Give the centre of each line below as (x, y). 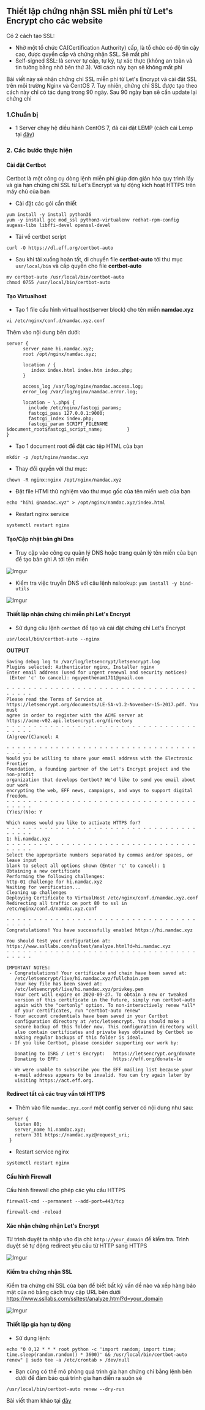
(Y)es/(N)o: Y (24, 812)
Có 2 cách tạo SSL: (31, 36)
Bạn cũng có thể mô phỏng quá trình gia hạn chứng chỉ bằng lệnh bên (103, 1371)
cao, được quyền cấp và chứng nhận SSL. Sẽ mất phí (82, 54)
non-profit (20, 774)
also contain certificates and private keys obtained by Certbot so (103, 1032)
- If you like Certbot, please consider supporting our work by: (94, 1043)
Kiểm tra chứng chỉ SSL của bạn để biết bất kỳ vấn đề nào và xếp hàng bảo (101, 1285)
